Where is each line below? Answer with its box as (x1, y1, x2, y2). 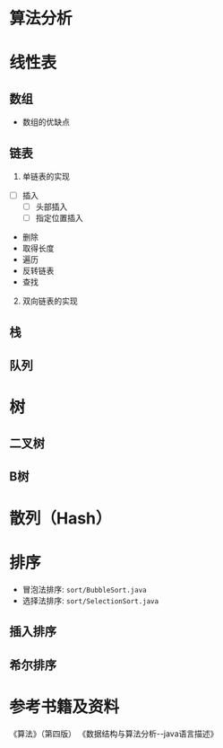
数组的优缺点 (21, 117, 70, 128)
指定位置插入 (35, 213, 83, 224)
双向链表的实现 (21, 295, 78, 306)
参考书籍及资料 (9, 697, 120, 717)
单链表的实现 (21, 172, 70, 181)
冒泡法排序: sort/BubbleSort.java (21, 585, 147, 595)
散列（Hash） (9, 508, 112, 529)
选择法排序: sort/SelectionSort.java (21, 595, 159, 606)
